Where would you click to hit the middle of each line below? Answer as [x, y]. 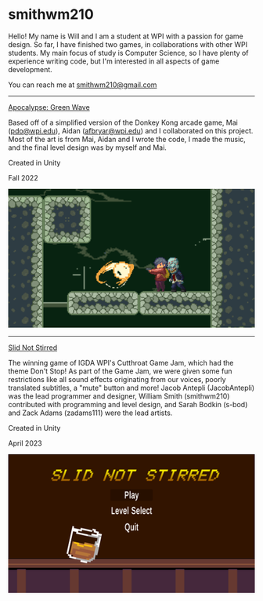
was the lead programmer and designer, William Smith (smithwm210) [119, 396]
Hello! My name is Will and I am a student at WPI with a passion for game [126, 36]
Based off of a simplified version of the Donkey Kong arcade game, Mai [123, 122]
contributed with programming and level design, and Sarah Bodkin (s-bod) [128, 404]
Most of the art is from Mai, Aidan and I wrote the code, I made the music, [127, 139]
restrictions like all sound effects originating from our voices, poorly [117, 379]
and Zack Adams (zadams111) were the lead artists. [90, 413]
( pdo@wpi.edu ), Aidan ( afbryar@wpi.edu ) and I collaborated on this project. [131, 130]
